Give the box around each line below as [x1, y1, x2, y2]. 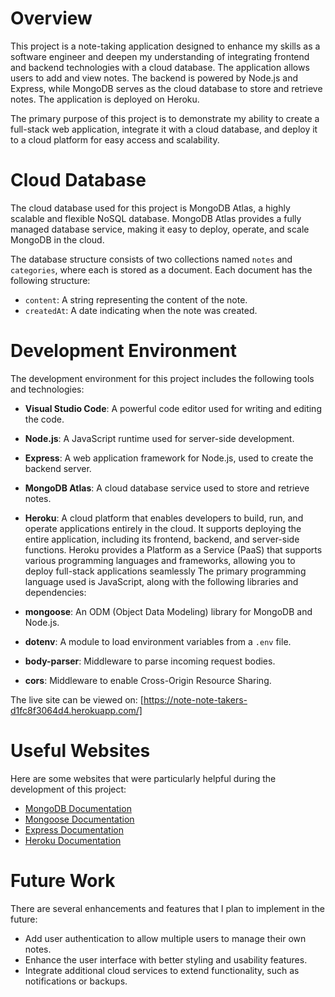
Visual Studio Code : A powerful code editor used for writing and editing [24, 402, 322, 414]
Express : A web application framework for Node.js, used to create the [24, 452, 314, 464]
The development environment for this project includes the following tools [10, 372, 315, 384]
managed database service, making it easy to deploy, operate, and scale [10, 223, 310, 235]
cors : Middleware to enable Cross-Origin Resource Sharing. [24, 674, 272, 686]
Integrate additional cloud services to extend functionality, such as [24, 964, 300, 976]
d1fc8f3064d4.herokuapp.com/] [10, 704, 143, 716]
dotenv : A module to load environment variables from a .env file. [24, 635, 292, 647]
